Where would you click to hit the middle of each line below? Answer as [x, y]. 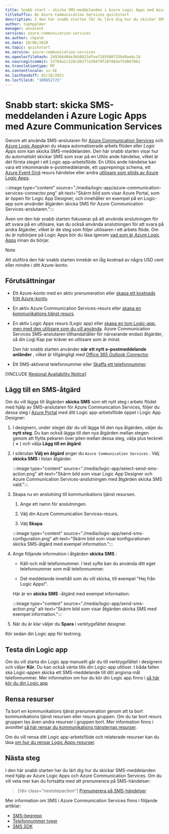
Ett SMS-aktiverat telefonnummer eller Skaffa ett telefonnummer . [80, 364]
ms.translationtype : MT [30, 66]
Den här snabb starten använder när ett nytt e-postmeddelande [79, 349]
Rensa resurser [30, 699]
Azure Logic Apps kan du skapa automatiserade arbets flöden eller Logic [80, 146]
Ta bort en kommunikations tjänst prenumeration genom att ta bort [74, 711]
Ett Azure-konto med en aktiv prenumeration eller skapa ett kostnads [84, 293]
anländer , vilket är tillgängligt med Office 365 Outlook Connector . [81, 354]
